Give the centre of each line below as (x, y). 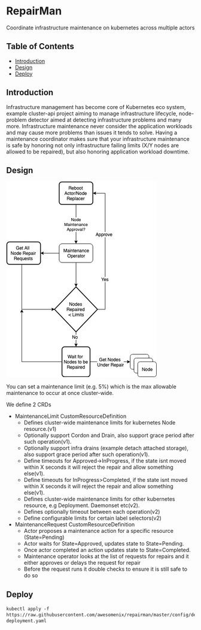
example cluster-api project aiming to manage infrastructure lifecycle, (92, 113)
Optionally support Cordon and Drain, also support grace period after (109, 435)
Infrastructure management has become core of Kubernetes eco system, (96, 107)
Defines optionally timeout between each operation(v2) (92, 512)
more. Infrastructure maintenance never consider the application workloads (99, 126)
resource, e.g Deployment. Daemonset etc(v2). (82, 505)
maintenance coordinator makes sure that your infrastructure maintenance (98, 138)
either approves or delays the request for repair (82, 563)
